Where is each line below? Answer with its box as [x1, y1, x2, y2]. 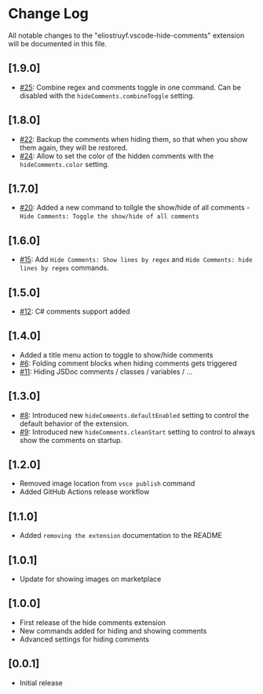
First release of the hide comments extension [19, 617, 166, 627]
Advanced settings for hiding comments [19, 634, 149, 644]
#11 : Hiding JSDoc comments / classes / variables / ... [19, 366, 193, 376]
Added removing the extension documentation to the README [19, 531, 222, 540]
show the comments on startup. [19, 435, 123, 445]
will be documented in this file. [8, 38, 108, 48]
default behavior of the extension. [19, 419, 130, 428]
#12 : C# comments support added [19, 307, 130, 316]
